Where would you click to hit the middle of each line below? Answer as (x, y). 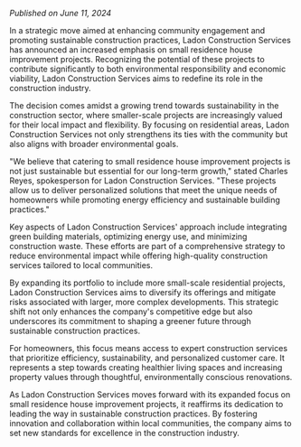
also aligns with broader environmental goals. (94, 144)
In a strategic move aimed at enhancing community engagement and (137, 30)
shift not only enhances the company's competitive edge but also (131, 312)
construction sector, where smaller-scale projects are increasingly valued (146, 115)
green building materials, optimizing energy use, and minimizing (128, 237)
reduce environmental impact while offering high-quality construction (139, 256)
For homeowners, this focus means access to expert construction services (148, 348)
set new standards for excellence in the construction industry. (124, 433)
